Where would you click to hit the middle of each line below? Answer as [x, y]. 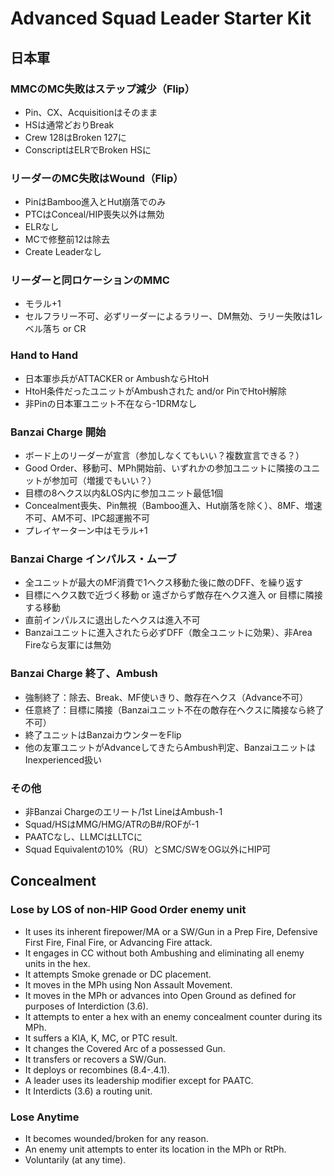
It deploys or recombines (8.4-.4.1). [97, 1069]
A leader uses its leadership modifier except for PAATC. [139, 1080]
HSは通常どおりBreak [69, 124]
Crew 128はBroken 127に [75, 137]
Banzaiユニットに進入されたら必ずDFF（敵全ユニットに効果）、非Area [168, 633]
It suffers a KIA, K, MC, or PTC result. [101, 1038]
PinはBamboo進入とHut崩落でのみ [95, 202]
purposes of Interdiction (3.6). [86, 1006]
